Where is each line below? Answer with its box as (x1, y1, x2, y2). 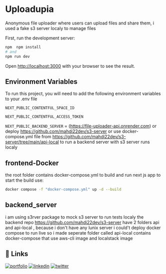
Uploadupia (5, 3, 54, 15)
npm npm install (5, 44, 41, 49)
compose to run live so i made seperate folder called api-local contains (5, 230, 151, 236)
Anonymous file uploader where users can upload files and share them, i (5, 20, 155, 26)
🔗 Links (5, 250, 28, 258)
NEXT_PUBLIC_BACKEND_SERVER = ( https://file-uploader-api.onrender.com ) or (5, 123, 157, 129)
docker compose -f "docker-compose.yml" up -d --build (5, 187, 122, 192)
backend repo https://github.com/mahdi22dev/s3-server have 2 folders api (5, 219, 160, 225)
